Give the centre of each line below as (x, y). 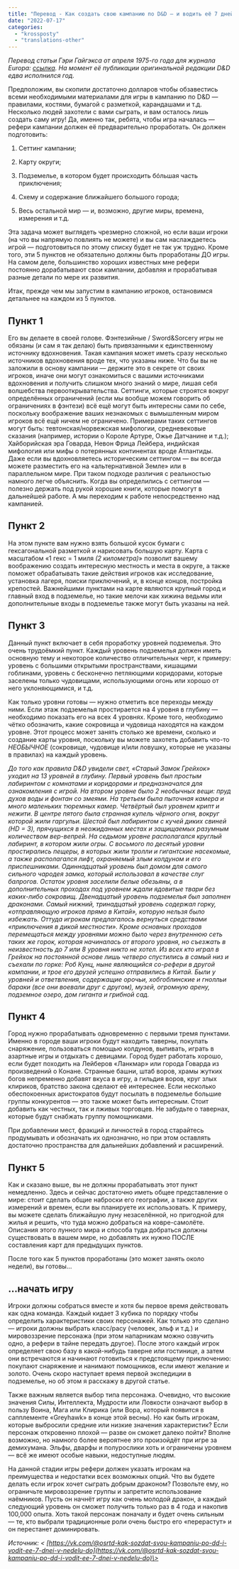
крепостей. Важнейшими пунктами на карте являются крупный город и (117, 588)
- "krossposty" (37, 34)
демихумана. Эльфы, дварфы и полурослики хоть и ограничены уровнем (120, 1447)
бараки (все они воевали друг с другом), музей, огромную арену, (109, 987)
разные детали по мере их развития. (64, 277)
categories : (26, 27)
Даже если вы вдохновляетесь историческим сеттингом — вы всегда (115, 458)
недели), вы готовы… (40, 1266)
